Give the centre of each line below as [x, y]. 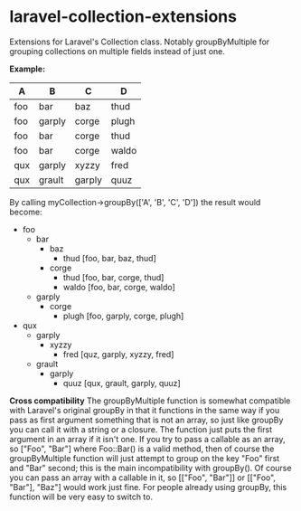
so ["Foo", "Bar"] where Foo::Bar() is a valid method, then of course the [142, 449]
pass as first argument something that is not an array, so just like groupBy [146, 420]
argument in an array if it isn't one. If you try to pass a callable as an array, [148, 439]
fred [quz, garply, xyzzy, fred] [118, 354]
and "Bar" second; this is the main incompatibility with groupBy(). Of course [150, 468]
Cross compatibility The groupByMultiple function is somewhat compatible [150, 401]
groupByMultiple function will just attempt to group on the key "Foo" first [145, 458]
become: [26, 212]
